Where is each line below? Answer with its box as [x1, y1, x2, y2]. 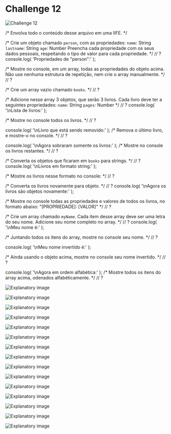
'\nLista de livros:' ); [5, 107, 47, 113]
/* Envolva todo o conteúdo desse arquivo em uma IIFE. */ [5, 30, 128, 36]
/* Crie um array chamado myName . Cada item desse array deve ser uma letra [5, 213, 165, 219]
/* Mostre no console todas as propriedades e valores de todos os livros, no [5, 198, 165, 204]
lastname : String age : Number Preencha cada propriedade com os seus [5, 45, 155, 51]
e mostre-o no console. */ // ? [5, 132, 68, 138]
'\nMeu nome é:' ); [5, 224, 44, 230]
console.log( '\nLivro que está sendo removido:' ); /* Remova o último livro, [5, 127, 163, 133]
